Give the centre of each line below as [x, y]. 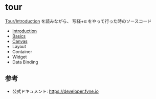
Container [22, 51]
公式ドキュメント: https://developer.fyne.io [55, 91]
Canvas [20, 41]
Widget [19, 57]
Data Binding [25, 62]
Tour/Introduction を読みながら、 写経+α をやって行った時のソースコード [78, 21]
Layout [19, 46]
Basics [19, 36]
